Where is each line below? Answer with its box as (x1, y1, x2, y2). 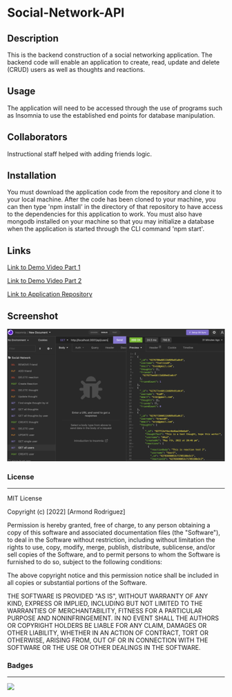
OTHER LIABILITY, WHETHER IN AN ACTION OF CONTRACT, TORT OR (7, 628, 209, 637)
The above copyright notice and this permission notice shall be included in (7, 571, 219, 579)
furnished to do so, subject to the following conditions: (7, 558, 162, 565)
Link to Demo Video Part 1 (7, 263, 81, 271)
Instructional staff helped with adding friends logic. (7, 150, 153, 158)
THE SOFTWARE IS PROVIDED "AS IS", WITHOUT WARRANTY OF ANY (7, 592, 209, 600)
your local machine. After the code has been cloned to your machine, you (7, 195, 216, 203)
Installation (7, 170, 57, 181)
